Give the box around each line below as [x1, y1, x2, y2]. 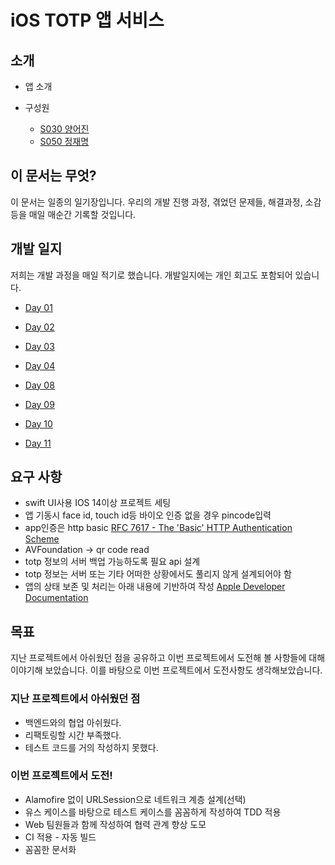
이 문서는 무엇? [10, 167, 97, 185]
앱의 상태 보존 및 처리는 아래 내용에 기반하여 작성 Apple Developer [24, 581, 286, 593]
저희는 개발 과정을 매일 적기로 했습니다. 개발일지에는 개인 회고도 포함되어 [10, 269, 293, 281]
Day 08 [24, 379, 55, 391]
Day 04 [24, 359, 56, 371]
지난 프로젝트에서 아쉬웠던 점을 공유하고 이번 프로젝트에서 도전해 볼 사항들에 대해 [10, 652, 326, 664]
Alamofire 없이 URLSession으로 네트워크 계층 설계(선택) [24, 793, 247, 805]
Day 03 [24, 340, 55, 352]
